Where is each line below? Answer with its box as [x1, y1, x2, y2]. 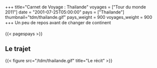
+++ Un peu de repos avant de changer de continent [5, 20, 111, 26]
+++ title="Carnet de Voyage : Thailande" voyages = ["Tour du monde [5, 4, 146, 10]
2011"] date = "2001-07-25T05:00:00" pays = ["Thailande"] [5, 9, 124, 15]
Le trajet [5, 45, 31, 53]
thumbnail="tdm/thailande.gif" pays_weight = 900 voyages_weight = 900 [5, 14, 153, 20]
